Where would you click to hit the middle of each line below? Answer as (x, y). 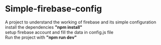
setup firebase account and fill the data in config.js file (59, 32)
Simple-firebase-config (54, 9)
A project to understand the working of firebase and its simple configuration (80, 22)
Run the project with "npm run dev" (41, 37)
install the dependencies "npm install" (44, 27)
